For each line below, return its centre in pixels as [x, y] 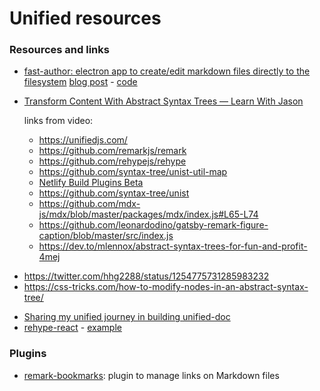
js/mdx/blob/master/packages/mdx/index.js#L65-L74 [148, 214]
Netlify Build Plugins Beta [91, 183]
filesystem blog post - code [80, 82]
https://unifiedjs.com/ [83, 140]
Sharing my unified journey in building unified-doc [127, 317]
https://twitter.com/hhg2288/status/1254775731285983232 [146, 276]
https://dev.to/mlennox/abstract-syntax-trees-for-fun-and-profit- [173, 246]
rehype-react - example [72, 328]
